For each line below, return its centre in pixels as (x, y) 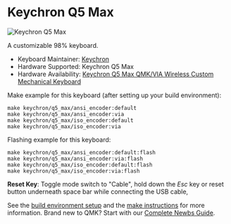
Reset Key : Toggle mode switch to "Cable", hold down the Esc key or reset (115, 184)
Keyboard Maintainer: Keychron (63, 59)
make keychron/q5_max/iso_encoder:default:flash (80, 165)
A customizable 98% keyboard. (53, 45)
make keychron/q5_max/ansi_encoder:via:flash (75, 158)
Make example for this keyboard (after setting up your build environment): (114, 95)
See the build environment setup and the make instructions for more (106, 205)
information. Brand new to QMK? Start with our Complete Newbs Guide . (111, 213)
